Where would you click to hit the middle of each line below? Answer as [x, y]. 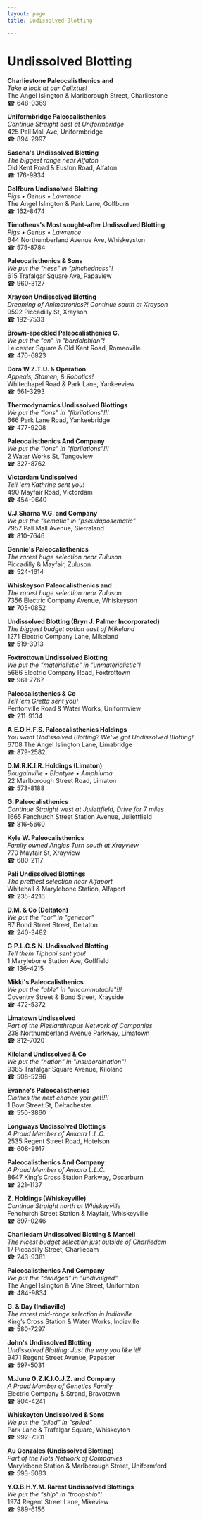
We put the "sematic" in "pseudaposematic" [71, 521]
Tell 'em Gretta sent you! [43, 701]
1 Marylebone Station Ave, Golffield [58, 961]
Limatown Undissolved [42, 1018]
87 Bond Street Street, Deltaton [53, 925]
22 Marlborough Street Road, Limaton [62, 781]
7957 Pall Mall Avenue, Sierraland [56, 528]
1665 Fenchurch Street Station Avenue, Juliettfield [80, 817]
